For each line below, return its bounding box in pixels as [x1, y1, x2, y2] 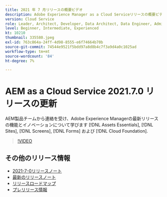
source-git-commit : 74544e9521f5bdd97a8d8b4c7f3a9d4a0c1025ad [5, 44, 137, 49]
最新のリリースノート [12, 174, 56, 180]
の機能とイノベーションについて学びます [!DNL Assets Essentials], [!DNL [5, 122, 154, 128]
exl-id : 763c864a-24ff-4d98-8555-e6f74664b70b [5, 40, 103, 45]
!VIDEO [17, 138, 32, 144]
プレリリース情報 [12, 187, 48, 193]
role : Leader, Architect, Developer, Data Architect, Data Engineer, [5, 21, 153, 26]
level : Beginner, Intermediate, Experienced [5, 26, 99, 31]
